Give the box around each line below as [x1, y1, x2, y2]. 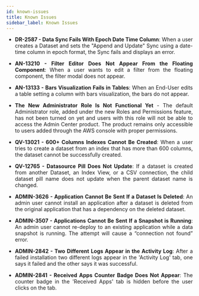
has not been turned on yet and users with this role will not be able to [14, 114, 193, 122]
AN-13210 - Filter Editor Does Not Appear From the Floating [14, 60, 193, 67]
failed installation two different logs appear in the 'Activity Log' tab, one [14, 254, 193, 261]
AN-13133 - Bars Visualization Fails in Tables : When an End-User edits [14, 84, 193, 91]
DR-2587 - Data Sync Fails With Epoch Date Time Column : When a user [14, 36, 193, 43]
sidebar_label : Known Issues [6, 20, 78, 26]
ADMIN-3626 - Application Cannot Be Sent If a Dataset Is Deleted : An [14, 193, 193, 200]
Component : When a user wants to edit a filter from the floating [14, 66, 193, 74]
